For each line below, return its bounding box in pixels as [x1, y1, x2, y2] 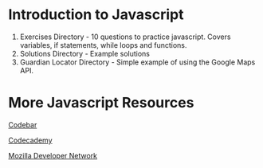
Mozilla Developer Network [8, 150, 98, 160]
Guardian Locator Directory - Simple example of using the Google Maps [19, 57, 256, 67]
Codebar [8, 119, 37, 129]
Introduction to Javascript [8, 6, 184, 24]
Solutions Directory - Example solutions [19, 49, 150, 58]
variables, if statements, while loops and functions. [19, 40, 187, 49]
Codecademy [8, 135, 53, 145]
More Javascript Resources [8, 94, 194, 112]
